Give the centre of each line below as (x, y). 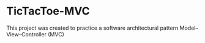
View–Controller (27, 34)
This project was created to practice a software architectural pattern (92, 28)
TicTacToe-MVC (48, 11)
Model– (189, 28)
